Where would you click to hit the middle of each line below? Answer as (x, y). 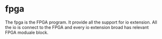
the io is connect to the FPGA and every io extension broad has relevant (77, 27)
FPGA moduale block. (27, 32)
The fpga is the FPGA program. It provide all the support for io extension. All (81, 22)
